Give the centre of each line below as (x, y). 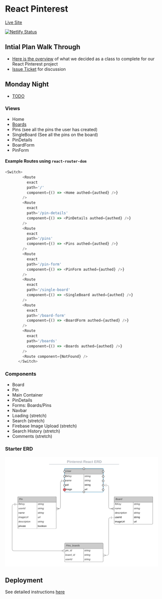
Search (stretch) (28, 420)
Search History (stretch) (36, 431)
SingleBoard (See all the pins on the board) (55, 134)
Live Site (14, 22)
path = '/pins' (40, 239)
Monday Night (27, 84)
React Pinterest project (35, 64)
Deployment (24, 580)
